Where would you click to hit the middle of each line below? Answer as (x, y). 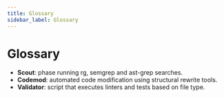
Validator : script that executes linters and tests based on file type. (111, 87)
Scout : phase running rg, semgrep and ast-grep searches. (100, 73)
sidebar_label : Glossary (43, 20)
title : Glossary (30, 13)
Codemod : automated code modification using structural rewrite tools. (117, 80)
